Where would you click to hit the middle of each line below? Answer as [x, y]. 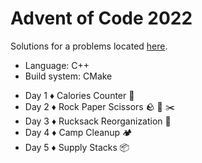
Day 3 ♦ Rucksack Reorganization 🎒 [98, 121]
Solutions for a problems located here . [89, 46]
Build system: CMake [68, 76]
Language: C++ [57, 65]
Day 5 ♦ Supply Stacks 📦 [77, 147]
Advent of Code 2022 [101, 18]
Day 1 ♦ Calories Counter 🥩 [79, 95]
